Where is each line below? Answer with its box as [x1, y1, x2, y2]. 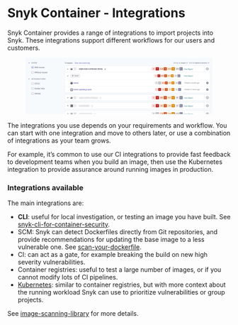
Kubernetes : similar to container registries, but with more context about [17, 280, 226, 289]
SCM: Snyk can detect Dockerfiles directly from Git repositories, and [17, 228, 218, 236]
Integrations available [7, 182, 84, 192]
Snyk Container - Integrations [7, 5, 186, 21]
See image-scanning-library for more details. [7, 309, 139, 318]
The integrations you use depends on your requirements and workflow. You [7, 121, 227, 129]
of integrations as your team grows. [7, 136, 111, 145]
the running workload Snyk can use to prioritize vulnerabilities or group [17, 288, 225, 297]
